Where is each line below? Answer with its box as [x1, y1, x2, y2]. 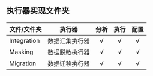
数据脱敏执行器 [47, 48, 90, 56]
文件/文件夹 [9, 25, 42, 33]
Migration [9, 59, 37, 68]
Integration [9, 36, 40, 45]
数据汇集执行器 [47, 37, 90, 45]
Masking [9, 48, 34, 56]
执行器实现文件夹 [6, 5, 70, 16]
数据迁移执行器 [47, 59, 90, 68]
